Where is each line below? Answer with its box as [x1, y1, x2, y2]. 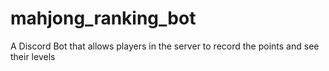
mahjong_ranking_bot [10, 7, 197, 30]
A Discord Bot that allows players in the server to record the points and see [10, 40, 320, 52]
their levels [10, 50, 56, 62]
